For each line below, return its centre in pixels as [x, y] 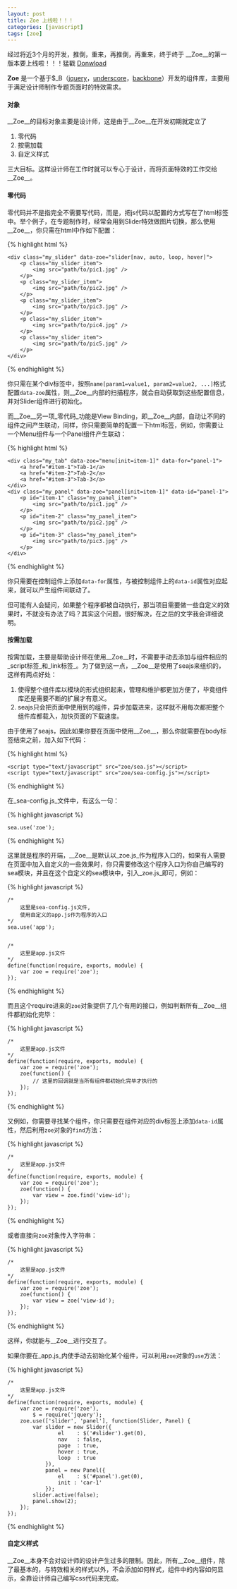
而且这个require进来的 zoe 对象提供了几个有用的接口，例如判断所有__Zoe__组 [117, 1005]
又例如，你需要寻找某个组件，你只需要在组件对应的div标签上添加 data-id [112, 1121]
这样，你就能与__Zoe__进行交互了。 [59, 1340]
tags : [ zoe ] [25, 34]
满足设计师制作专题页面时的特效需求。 [69, 87]
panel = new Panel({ [75, 1470]
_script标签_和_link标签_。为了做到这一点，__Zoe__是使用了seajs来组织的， [116, 665]
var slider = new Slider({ [72, 1427]
